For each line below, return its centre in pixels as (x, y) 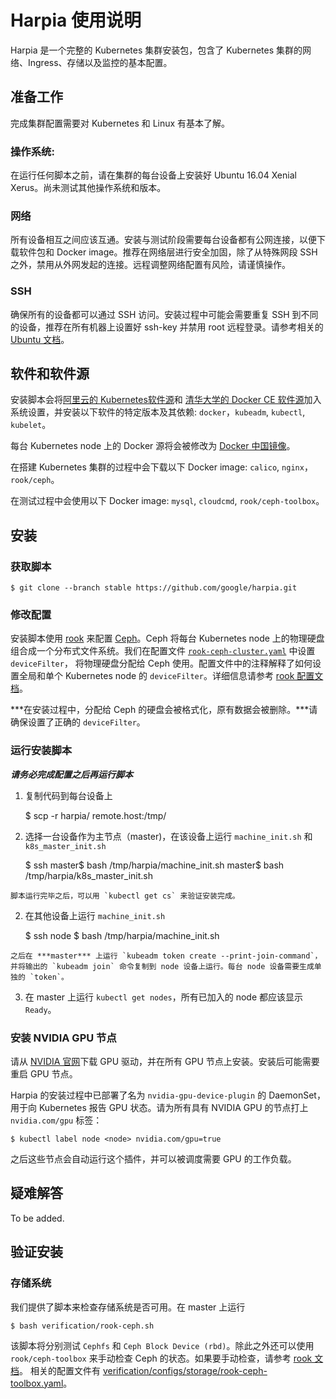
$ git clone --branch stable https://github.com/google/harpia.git (154, 588)
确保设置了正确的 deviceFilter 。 (78, 722)
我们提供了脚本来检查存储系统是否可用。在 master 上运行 (128, 1307)
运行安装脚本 (41, 751)
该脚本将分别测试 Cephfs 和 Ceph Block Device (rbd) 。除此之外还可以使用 (162, 1345)
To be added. (37, 1218)
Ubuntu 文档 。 (40, 339)
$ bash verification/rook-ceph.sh (82, 1326)
